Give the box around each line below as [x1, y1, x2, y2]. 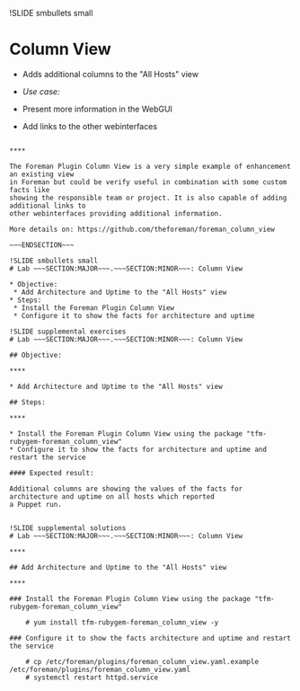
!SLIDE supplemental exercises [9, 327, 127, 336]
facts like [9, 185, 50, 194]
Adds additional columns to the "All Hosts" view [22, 68, 199, 79]
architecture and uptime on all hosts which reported [9, 492, 216, 501]
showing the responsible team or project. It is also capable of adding [9, 193, 287, 202]
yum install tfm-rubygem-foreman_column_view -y [32, 617, 219, 627]
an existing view [9, 170, 75, 179]
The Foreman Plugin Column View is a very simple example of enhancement [9, 162, 292, 171]
